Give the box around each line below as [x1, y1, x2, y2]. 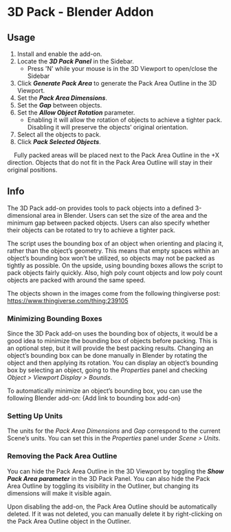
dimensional [7, 211, 42, 219]
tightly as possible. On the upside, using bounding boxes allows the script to [7, 261, 223, 269]
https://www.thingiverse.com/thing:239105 [7, 296, 129, 305]
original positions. [7, 166, 58, 174]
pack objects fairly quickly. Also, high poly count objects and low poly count [7, 268, 223, 276]
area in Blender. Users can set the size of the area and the [43, 211, 208, 219]
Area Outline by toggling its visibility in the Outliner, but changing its [7, 482, 199, 490]
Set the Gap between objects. [16, 101, 102, 109]
